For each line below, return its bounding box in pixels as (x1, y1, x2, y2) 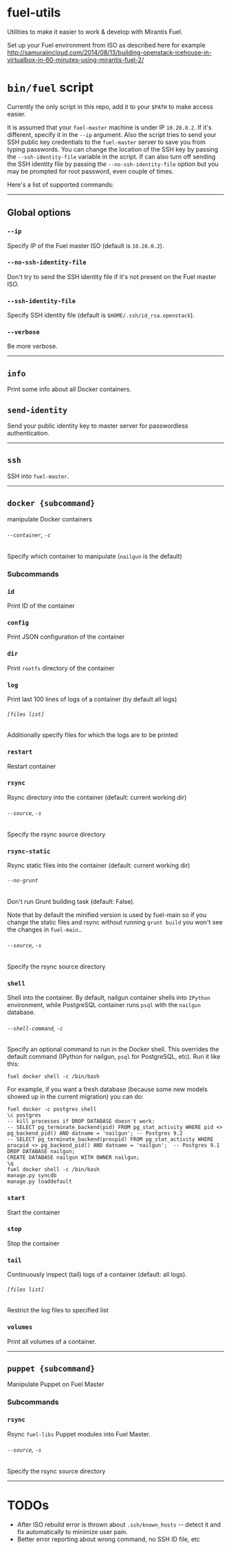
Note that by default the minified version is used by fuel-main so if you (7, 911, 207, 919)
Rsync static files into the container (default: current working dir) (7, 861, 190, 869)
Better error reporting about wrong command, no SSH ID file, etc (16, 1535, 201, 1543)
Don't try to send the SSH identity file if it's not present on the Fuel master (7, 272, 217, 280)
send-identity (7, 405, 67, 415)
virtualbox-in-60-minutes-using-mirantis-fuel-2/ (7, 55, 144, 63)
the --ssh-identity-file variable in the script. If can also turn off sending (7, 152, 216, 161)
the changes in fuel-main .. (7, 925, 82, 933)
